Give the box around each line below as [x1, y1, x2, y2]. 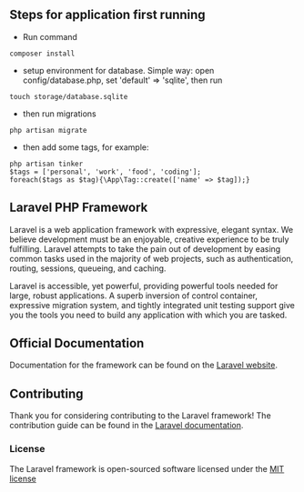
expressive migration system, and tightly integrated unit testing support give [9, 299, 296, 310]
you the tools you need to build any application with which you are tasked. [9, 309, 288, 320]
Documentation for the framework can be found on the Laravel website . [9, 359, 278, 371]
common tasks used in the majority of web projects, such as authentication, [9, 253, 294, 264]
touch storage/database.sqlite [9, 92, 128, 101]
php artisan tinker [9, 159, 84, 168]
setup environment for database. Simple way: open [22, 65, 215, 75]
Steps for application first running [9, 7, 207, 23]
